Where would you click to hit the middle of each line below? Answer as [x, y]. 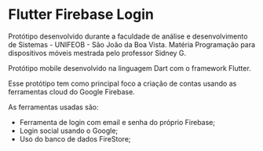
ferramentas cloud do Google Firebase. [71, 91]
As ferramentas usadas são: [54, 107]
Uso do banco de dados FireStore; [75, 138]
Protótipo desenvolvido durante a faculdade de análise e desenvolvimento [128, 36]
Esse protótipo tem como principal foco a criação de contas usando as [122, 83]
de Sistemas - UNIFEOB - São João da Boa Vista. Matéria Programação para [132, 44]
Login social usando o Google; [69, 131]
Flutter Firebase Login [81, 15]
